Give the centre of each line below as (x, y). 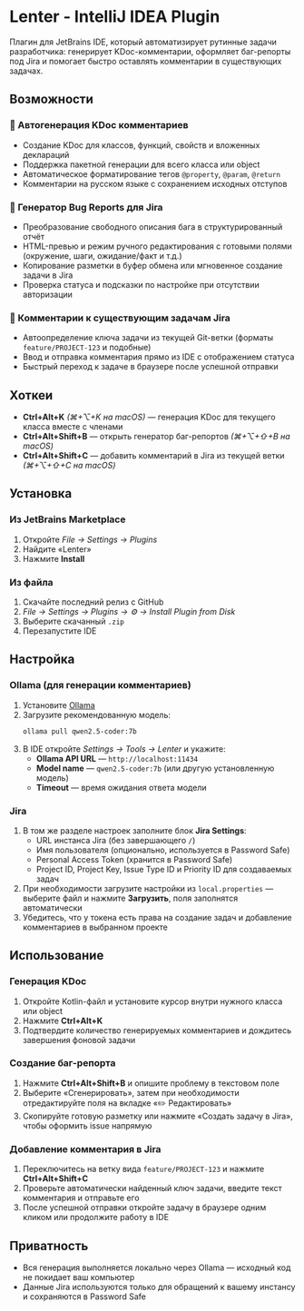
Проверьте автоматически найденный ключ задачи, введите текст (152, 1188)
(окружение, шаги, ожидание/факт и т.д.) (103, 255)
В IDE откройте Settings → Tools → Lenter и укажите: (124, 749)
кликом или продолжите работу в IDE (96, 1217)
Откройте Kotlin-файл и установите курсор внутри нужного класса (152, 1001)
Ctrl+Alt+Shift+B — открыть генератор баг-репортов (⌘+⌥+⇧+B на (156, 437)
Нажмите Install (54, 558)
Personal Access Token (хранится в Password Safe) (134, 859)
